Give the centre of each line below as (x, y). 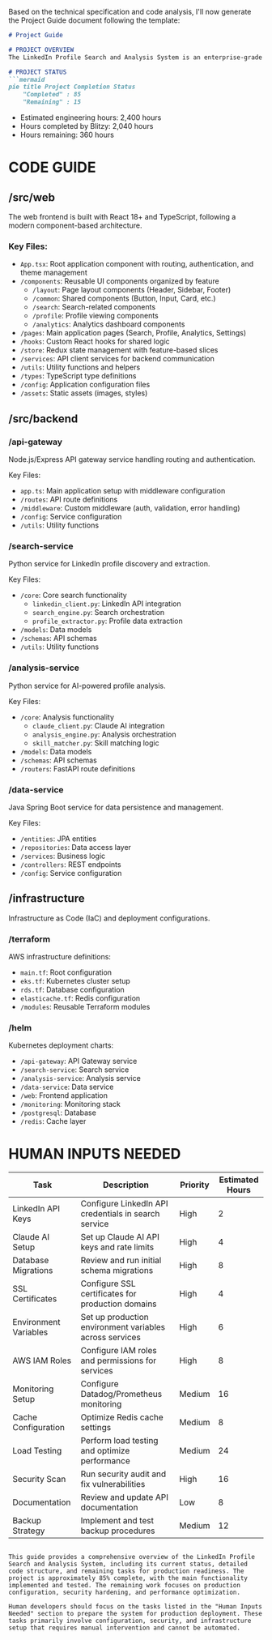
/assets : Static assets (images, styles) (84, 393)
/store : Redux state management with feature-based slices (119, 350)
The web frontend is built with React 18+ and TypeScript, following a (122, 217)
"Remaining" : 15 (52, 102)
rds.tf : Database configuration (72, 989)
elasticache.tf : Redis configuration (80, 998)
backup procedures (118, 1531)
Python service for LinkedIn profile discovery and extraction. (109, 564)
